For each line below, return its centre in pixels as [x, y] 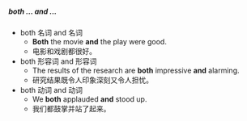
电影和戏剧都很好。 [64, 51]
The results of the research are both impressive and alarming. [136, 70]
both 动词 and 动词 [51, 90]
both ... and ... [33, 11]
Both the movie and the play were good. [100, 41]
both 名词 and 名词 [51, 32]
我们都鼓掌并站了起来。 [71, 108]
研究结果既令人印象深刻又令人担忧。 [93, 80]
